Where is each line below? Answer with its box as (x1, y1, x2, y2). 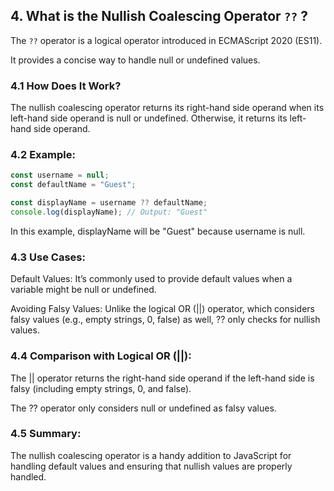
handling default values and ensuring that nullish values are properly (10, 460, 293, 472)
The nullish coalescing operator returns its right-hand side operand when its (10, 102, 325, 114)
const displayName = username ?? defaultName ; (10, 198, 208, 208)
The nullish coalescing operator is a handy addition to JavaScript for (10, 449, 292, 461)
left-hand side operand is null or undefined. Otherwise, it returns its (10, 112, 288, 124)
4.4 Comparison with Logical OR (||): (10, 349, 192, 363)
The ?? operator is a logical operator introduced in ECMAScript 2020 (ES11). (10, 34, 323, 46)
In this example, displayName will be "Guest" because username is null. (10, 225, 306, 237)
